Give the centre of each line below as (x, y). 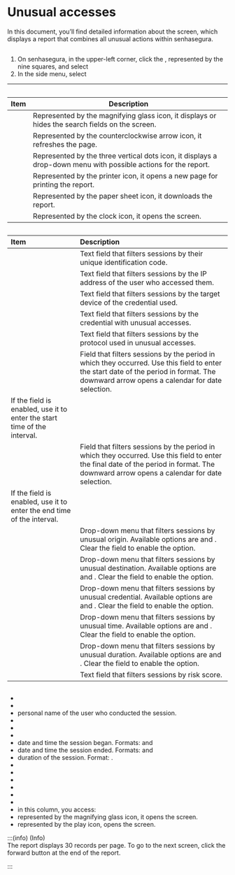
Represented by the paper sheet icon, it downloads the (123, 196)
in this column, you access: (57, 809)
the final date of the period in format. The (148, 464)
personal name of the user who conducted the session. (97, 713)
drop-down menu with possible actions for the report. (121, 164)
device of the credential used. (129, 303)
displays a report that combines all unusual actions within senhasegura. (110, 38)
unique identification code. (124, 263)
